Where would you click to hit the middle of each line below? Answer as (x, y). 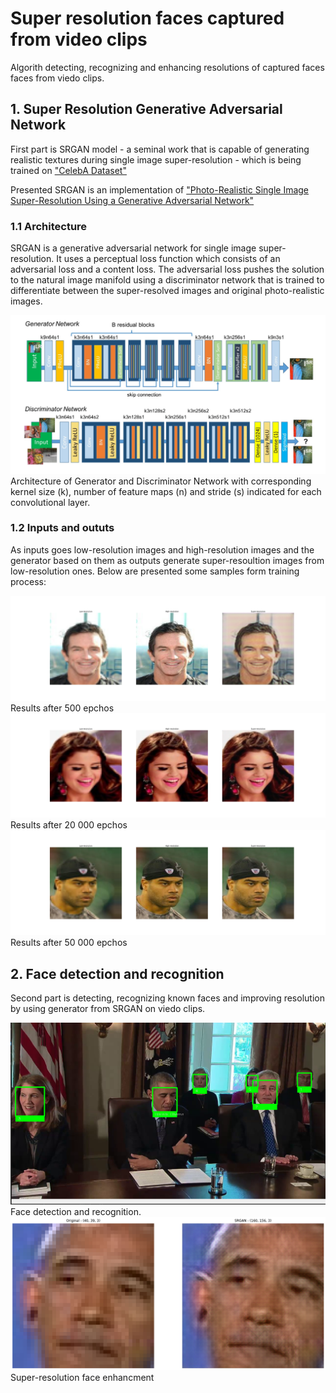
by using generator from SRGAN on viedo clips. (108, 1009)
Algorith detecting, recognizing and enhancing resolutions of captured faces (167, 67)
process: (28, 581)
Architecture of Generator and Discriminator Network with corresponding (161, 481)
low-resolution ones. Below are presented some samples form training (155, 571)
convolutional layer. (50, 502)
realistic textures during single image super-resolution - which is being (156, 159)
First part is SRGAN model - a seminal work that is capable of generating (160, 149)
